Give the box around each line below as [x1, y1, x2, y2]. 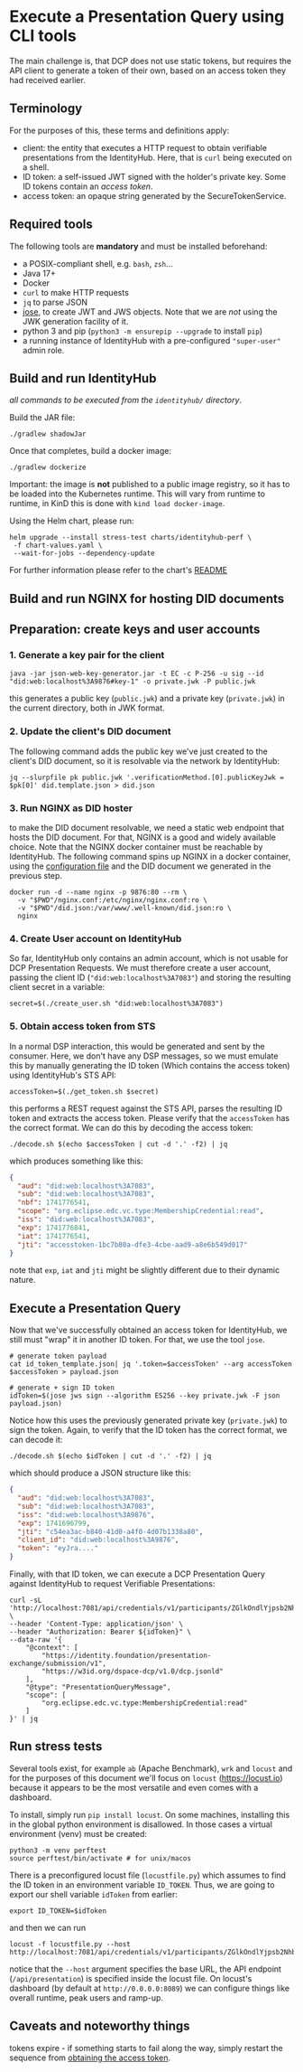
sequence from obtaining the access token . [9, 2052, 171, 2063]
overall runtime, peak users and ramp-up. [9, 1992, 164, 2003]
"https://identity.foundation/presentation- [41, 1652, 212, 1661]
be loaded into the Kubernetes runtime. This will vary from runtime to [9, 488, 266, 499]
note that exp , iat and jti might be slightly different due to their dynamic [9, 1265, 280, 1276]
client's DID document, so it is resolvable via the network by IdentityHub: [9, 755, 280, 766]
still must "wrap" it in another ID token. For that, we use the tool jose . [9, 1334, 266, 1345]
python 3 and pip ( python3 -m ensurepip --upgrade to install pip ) [22, 325, 263, 336]
